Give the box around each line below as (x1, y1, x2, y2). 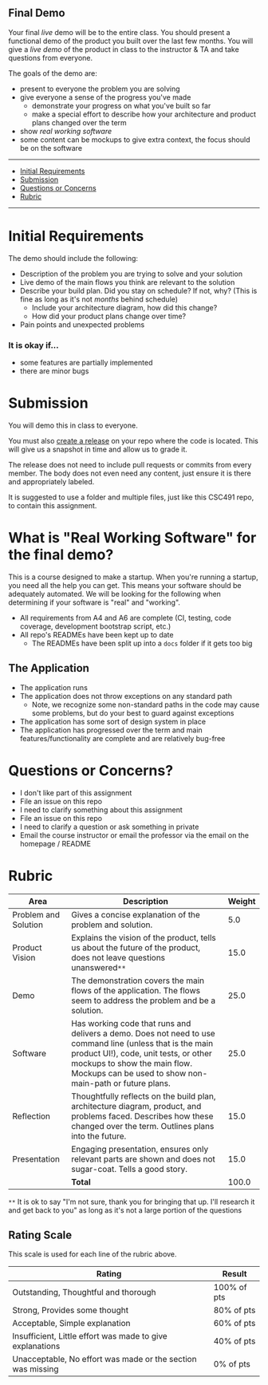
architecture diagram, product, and (71, 1100, 202, 1111)
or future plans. (112, 1077, 171, 1088)
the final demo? (8, 546, 114, 564)
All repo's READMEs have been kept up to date (19, 629, 174, 639)
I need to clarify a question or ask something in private (19, 822, 199, 831)
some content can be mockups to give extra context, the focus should (19, 135, 250, 144)
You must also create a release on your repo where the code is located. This (8, 436, 259, 445)
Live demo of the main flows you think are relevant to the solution (19, 277, 235, 286)
